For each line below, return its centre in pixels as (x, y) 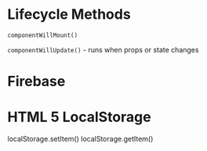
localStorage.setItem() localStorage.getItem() (80, 139)
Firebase (36, 82)
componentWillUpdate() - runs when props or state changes (103, 49)
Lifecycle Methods (69, 14)
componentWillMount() (43, 35)
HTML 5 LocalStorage (79, 117)
